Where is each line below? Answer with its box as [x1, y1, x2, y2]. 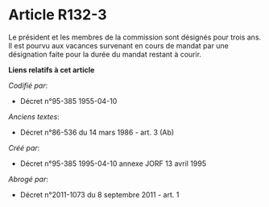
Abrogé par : [8, 174, 48, 184]
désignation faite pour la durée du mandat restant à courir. [8, 49, 202, 59]
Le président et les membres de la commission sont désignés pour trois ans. [8, 32, 262, 42]
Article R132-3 [8, 6, 107, 24]
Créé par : [8, 143, 40, 152]
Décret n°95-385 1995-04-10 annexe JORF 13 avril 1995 [19, 159, 207, 168]
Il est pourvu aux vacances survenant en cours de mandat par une [8, 40, 230, 50]
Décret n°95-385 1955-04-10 [19, 96, 118, 106]
